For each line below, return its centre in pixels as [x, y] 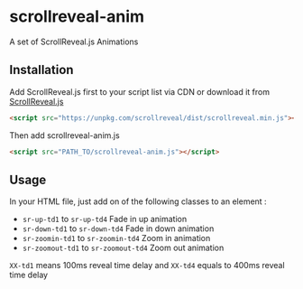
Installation [41, 70]
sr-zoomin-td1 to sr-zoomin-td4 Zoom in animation [116, 238]
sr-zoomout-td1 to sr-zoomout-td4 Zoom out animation [123, 248]
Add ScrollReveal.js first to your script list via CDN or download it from [140, 91]
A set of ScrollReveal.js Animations [74, 42]
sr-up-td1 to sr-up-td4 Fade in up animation [105, 219]
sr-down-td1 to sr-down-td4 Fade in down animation [118, 228]
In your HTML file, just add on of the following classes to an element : [138, 201]
